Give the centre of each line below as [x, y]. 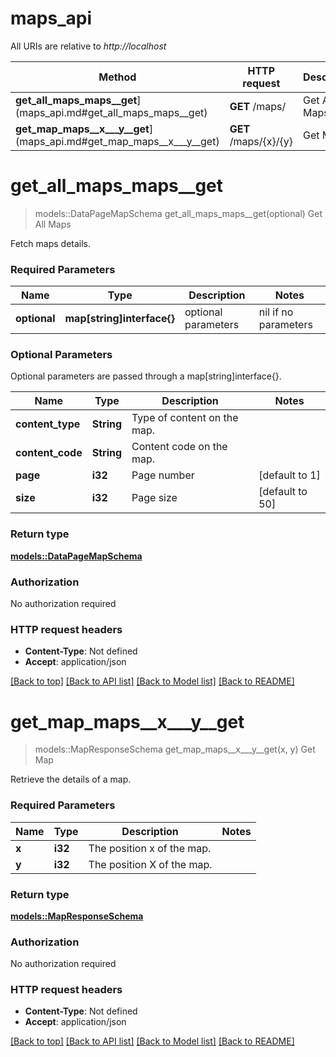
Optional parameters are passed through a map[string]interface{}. [146, 376]
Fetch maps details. [51, 243]
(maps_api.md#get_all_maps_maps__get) [111, 112]
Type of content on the [185, 418]
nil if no [276, 312]
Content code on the [179, 447]
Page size [154, 498]
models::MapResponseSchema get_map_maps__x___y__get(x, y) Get [175, 749]
